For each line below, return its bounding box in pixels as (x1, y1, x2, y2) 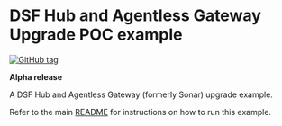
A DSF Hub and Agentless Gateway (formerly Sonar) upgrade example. (9, 89, 273, 100)
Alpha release (9, 71, 63, 82)
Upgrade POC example (9, 24, 183, 45)
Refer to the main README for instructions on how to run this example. (9, 106, 272, 117)
